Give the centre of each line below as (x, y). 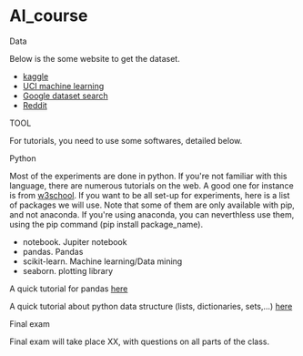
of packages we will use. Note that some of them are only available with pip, (152, 205)
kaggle (35, 76)
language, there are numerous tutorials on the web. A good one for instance (151, 185)
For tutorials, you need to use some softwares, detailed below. (126, 140)
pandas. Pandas (53, 251)
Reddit (35, 105)
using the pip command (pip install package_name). (106, 224)
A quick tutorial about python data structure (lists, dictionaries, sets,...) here (151, 306)
